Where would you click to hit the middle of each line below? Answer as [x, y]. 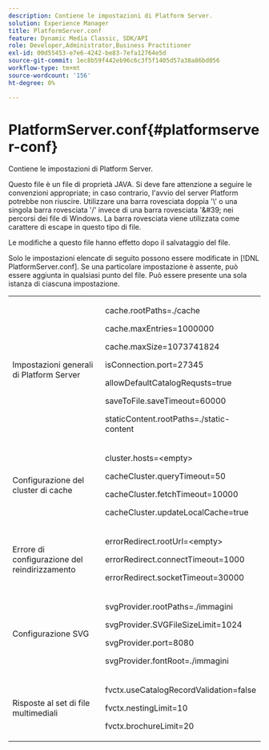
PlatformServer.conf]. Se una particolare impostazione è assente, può [123, 267]
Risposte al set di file [51, 703]
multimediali [35, 713]
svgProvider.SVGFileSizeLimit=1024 [174, 625]
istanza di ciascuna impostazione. [64, 284]
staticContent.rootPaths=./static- [168, 419]
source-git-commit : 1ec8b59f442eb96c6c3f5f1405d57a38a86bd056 [114, 61]
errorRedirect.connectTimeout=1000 [175, 560]
